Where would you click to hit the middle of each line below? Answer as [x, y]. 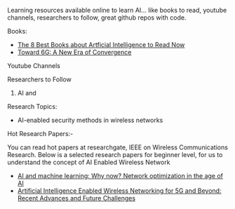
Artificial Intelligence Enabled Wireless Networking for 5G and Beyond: [119, 191]
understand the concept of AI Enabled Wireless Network [89, 162]
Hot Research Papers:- [40, 134]
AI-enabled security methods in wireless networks [90, 120]
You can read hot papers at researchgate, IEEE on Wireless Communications [117, 147]
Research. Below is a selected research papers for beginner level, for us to [115, 155]
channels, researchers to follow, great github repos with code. [97, 18]
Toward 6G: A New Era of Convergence [74, 52]
